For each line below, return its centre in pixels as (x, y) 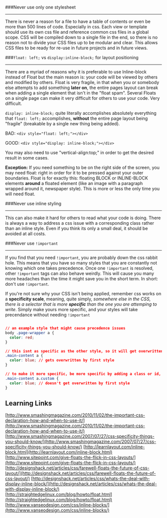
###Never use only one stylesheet (41, 7)
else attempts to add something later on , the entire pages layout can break (82, 87)
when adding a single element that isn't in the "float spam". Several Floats (81, 93)
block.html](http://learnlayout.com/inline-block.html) (59, 452)
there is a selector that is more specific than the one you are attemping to (81, 304)
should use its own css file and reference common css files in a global (77, 32)
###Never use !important (32, 243)
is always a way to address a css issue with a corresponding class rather (80, 223)
